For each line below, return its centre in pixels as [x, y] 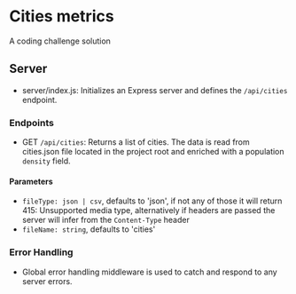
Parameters [31, 181]
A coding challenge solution [60, 41]
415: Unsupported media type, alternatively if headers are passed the [148, 211]
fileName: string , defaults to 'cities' [89, 229]
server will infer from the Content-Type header [106, 220]
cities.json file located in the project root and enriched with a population [153, 152]
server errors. [47, 281]
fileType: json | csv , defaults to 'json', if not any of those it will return [152, 201]
